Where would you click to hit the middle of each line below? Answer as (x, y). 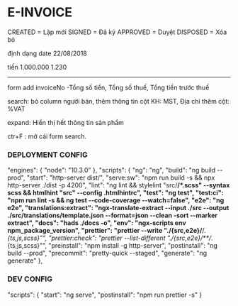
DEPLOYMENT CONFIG (48, 155)
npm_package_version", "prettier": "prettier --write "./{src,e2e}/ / (106, 231)
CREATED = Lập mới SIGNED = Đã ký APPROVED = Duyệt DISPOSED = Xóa (117, 32)
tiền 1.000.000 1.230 (37, 67)
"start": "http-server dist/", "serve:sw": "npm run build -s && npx (121, 177)
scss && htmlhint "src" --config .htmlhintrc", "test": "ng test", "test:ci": (115, 193)
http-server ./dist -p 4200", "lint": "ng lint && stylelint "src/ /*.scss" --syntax (119, 185)
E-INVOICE (40, 12)
